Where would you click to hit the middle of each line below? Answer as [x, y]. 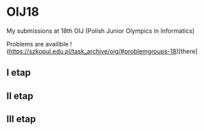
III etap [21, 119]
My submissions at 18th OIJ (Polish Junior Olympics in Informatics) [101, 31]
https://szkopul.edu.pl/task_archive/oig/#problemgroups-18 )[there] [103, 51]
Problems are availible [38, 44]
